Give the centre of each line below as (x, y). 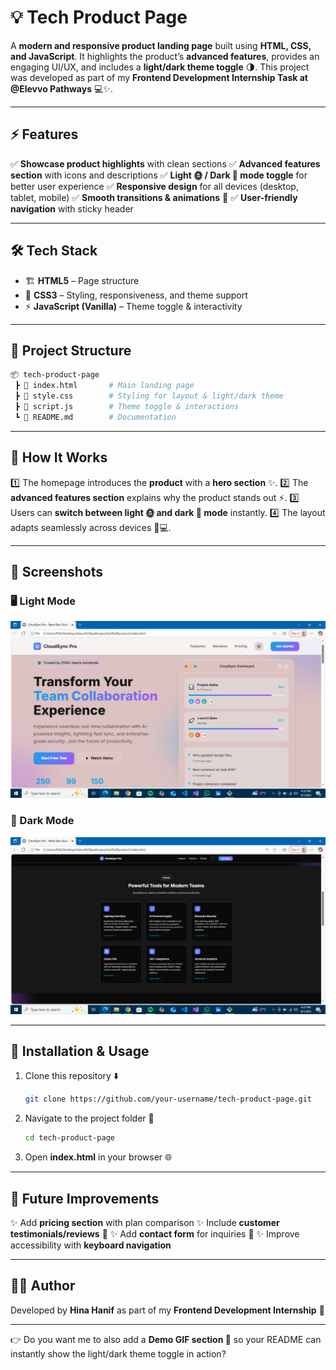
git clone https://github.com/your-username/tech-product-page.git (168, 1099)
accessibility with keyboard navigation (91, 1245)
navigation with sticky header (72, 208)
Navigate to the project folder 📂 (89, 1118)
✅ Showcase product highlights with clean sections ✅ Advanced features (165, 163)
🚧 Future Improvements (85, 1198)
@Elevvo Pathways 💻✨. (61, 88)
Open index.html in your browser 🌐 (98, 1157)
